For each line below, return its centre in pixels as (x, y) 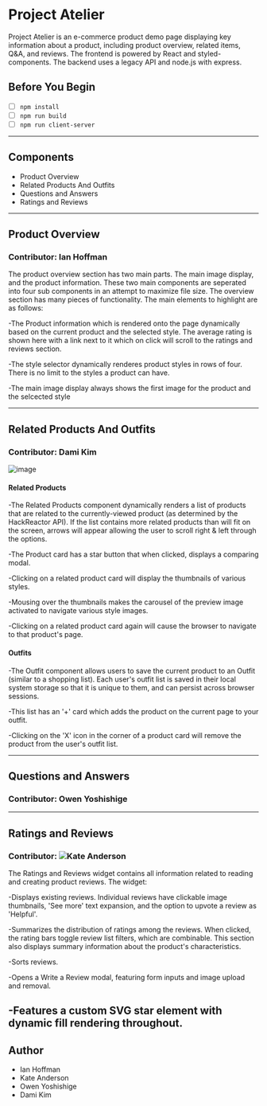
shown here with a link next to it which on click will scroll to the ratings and (130, 341)
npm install (39, 107)
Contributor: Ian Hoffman (58, 257)
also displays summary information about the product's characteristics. (125, 946)
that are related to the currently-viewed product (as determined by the (123, 514)
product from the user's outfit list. (63, 744)
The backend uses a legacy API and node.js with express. (147, 62)
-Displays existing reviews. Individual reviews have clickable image (118, 897)
